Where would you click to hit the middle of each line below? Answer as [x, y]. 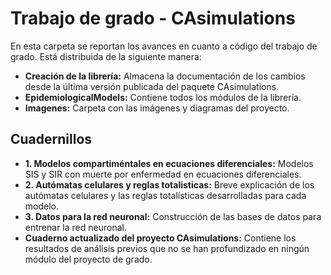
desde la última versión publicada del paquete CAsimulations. [152, 86]
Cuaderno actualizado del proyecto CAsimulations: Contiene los [160, 238]
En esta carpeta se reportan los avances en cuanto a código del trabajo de [164, 46]
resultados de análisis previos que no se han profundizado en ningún [167, 248]
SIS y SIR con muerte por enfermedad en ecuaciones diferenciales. [163, 174]
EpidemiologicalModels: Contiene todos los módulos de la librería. [163, 97]
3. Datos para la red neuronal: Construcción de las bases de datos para [173, 216]
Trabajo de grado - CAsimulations [153, 18]
